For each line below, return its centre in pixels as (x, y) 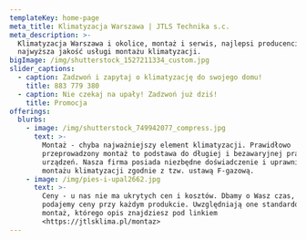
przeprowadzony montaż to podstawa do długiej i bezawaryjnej (163, 153)
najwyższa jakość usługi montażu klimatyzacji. (110, 52)
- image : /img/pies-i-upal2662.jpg (93, 179)
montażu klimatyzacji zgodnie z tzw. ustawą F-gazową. (148, 171)
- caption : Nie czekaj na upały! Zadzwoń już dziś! (118, 94)
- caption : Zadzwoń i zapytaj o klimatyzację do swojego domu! (140, 78)
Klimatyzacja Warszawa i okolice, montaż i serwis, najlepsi (136, 43)
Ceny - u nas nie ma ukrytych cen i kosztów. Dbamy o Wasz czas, (169, 196)
